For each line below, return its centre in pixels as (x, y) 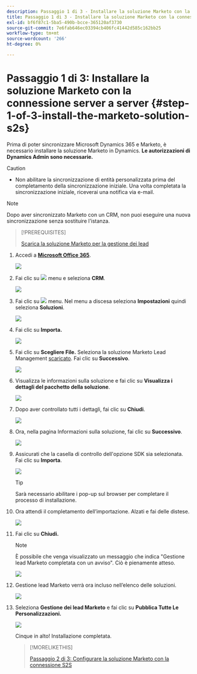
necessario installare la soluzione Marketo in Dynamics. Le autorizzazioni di (98, 151)
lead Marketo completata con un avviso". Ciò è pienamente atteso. (95, 563)
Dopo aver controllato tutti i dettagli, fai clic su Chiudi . (80, 409)
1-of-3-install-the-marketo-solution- (98, 116)
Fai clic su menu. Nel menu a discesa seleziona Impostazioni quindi (101, 301)
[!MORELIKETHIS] (51, 647)
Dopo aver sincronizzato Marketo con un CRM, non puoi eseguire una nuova (98, 215)
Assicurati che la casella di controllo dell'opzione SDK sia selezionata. (99, 454)
